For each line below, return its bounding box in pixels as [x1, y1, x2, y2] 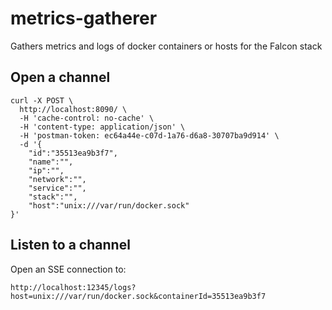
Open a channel [10, 69, 111, 86]
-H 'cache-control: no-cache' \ [19, 113, 155, 123]
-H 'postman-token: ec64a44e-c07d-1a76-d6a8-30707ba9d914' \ [19, 130, 280, 141]
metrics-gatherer [10, 7, 158, 30]
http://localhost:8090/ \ [19, 104, 128, 114]
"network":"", [28, 174, 87, 184]
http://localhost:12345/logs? [10, 282, 137, 292]
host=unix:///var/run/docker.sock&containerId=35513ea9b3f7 [10, 291, 267, 301]
